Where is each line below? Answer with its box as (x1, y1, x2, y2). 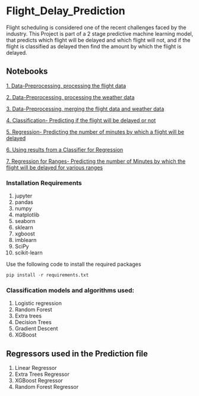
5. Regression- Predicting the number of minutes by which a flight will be (6, 128, 184, 135)
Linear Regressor (14, 364, 57, 372)
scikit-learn (14, 249, 43, 256)
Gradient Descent (14, 325, 58, 332)
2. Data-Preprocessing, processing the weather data (6, 93, 135, 100)
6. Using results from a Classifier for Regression (6, 146, 124, 153)
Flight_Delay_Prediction (6, 4, 126, 18)
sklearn (14, 224, 34, 231)
